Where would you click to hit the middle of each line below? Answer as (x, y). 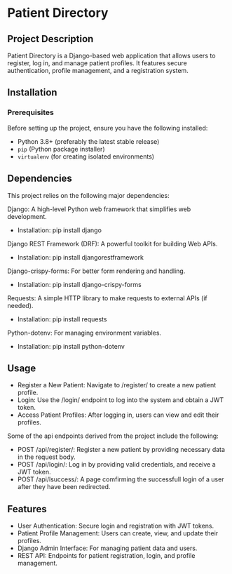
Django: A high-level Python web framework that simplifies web (99, 209)
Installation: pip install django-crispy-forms (79, 284)
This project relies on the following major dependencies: (88, 195)
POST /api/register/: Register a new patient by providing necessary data (121, 450)
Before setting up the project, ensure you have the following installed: (108, 128)
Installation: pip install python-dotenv (71, 346)
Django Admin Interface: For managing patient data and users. (107, 548)
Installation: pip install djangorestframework (80, 257)
